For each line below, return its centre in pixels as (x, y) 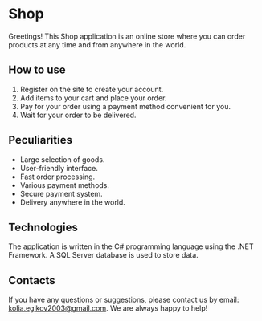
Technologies (43, 227)
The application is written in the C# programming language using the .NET (131, 246)
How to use (37, 70)
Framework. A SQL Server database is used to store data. (103, 255)
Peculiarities (40, 140)
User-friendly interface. (59, 168)
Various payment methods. (65, 185)
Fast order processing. (57, 177)
